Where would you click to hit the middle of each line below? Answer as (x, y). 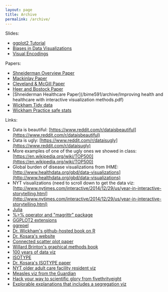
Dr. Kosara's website (34, 236)
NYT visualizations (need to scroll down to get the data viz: (73, 183)
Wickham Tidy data (32, 105)
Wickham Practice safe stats (42, 110)
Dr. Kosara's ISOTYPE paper (42, 263)
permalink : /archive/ (28, 19)
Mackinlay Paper (30, 79)
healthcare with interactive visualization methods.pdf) (68, 100)
